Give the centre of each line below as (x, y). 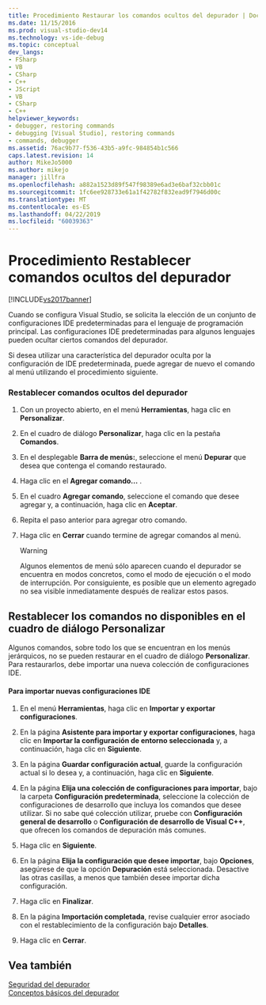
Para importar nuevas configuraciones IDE (79, 691)
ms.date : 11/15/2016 (42, 23)
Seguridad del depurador (49, 984)
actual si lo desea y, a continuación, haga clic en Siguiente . (116, 773)
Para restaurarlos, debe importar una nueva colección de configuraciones (129, 665)
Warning (33, 551)
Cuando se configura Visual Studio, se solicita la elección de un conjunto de (132, 315)
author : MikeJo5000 (40, 163)
